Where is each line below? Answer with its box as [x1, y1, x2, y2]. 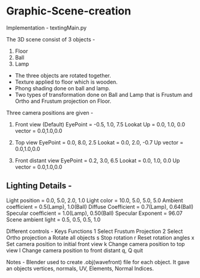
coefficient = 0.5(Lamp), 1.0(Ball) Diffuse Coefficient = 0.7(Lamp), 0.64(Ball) [6, 203, 194, 210]
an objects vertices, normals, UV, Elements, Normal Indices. [6, 265, 154, 272]
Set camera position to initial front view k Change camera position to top [6, 240, 185, 247]
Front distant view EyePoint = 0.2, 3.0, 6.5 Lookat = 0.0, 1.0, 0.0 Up [14, 156, 180, 164]
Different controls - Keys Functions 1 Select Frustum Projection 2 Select [6, 227, 183, 235]
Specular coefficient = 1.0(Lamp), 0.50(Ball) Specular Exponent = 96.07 [6, 209, 183, 217]
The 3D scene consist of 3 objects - [6, 36, 95, 43]
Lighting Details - [6, 181, 72, 191]
